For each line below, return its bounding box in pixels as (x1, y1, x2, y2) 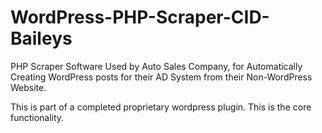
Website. (10, 81, 47, 93)
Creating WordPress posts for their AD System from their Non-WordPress (10, 71, 313, 83)
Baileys (10, 27, 73, 50)
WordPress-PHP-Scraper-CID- (10, 6, 270, 29)
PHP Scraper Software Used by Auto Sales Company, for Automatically (10, 60, 303, 72)
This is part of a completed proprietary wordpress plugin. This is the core (10, 101, 312, 113)
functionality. (10, 111, 65, 123)
